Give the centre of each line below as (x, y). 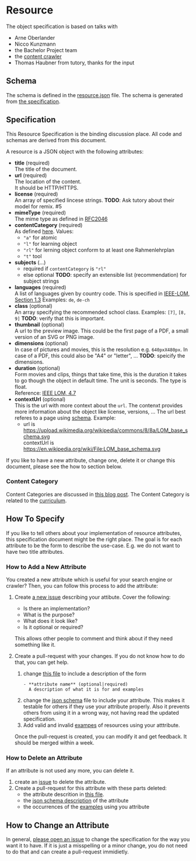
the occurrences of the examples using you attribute (86, 807)
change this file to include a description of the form (85, 673)
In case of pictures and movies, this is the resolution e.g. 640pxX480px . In (101, 349)
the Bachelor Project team (46, 50)
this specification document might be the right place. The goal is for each (94, 539)
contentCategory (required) (48, 225)
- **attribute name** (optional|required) (76, 684)
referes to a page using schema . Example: (65, 418)
